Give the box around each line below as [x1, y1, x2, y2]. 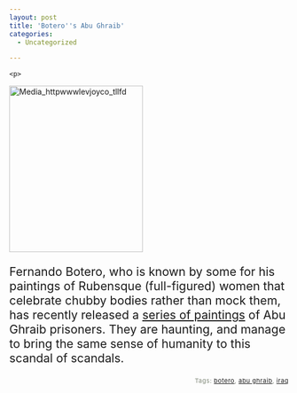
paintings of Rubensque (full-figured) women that [9, 278, 285, 294]
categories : [9, 29, 53, 38]
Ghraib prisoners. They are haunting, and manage [9, 321, 286, 337]
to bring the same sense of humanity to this [9, 335, 251, 351]
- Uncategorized [17, 37, 77, 47]
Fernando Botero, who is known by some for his [9, 263, 276, 279]
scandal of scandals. [9, 350, 124, 365]
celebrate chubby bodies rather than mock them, [9, 292, 281, 308]
